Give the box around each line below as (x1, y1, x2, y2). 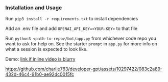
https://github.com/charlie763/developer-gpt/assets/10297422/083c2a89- (5, 66, 163, 72)
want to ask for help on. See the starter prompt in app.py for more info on (5, 41, 157, 47)
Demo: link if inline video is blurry (5, 56, 76, 62)
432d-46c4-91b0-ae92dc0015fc (5, 71, 74, 77)
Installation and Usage (5, 4, 62, 11)
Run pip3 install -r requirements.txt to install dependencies (5, 16, 138, 22)
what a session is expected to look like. (5, 46, 88, 52)
